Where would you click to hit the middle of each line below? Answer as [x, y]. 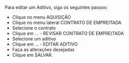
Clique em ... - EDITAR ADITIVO [45, 44]
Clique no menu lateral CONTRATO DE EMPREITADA [67, 23]
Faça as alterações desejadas [43, 50]
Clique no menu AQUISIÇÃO [41, 17]
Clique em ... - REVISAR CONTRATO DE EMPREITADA [68, 33]
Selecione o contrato [34, 28]
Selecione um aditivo [34, 39]
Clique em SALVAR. [33, 55]
